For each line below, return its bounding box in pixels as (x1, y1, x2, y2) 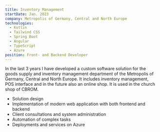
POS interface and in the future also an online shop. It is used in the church (5, 81, 156, 87)
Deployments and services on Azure (12, 122, 85, 128)
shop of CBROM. (5, 86, 39, 93)
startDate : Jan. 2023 (5, 12, 49, 17)
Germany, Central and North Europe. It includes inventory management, (5, 76, 149, 82)
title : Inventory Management (5, 7, 64, 12)
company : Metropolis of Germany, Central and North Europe (5, 16, 127, 21)
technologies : (5, 20, 34, 26)
